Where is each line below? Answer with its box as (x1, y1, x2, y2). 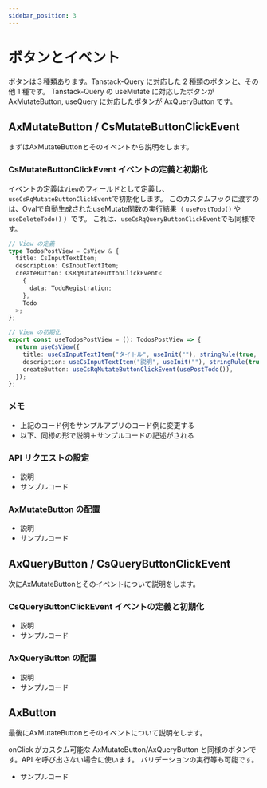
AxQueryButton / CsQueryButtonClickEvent (8, 556, 231, 571)
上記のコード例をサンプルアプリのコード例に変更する (19, 420, 195, 430)
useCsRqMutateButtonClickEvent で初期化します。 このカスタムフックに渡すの (8, 193, 260, 204)
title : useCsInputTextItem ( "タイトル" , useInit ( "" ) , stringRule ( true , (22, 350, 257, 358)
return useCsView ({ (15, 343, 80, 351)
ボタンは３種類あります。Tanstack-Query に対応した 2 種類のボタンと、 (8, 77, 245, 86)
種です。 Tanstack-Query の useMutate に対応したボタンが (22, 86, 215, 96)
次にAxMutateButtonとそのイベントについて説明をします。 (8, 580, 201, 588)
